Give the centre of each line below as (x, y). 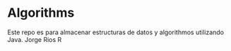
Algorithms (41, 13)
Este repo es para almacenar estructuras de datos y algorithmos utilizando (116, 32)
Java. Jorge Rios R (35, 39)
